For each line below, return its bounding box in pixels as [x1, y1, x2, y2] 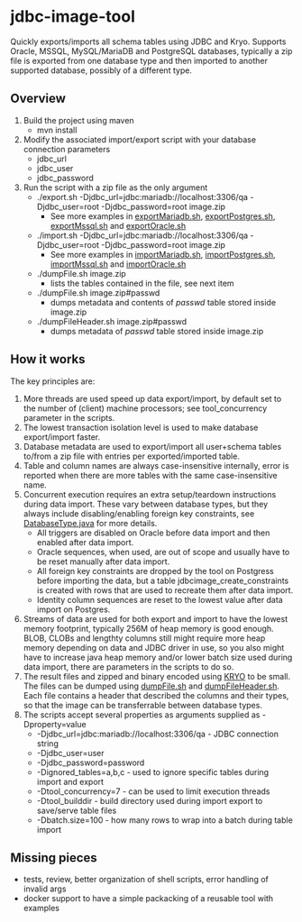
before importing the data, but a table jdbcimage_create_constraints [36, 575, 289, 586]
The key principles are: [10, 376, 96, 387]
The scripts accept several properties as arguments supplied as [23, 709, 261, 720]
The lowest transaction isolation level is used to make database [23, 422, 259, 433]
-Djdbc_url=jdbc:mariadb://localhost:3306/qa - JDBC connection [36, 728, 279, 739]
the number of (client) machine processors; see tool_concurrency [23, 403, 268, 414]
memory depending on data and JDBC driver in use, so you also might [23, 642, 285, 653]
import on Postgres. [36, 604, 111, 615]
